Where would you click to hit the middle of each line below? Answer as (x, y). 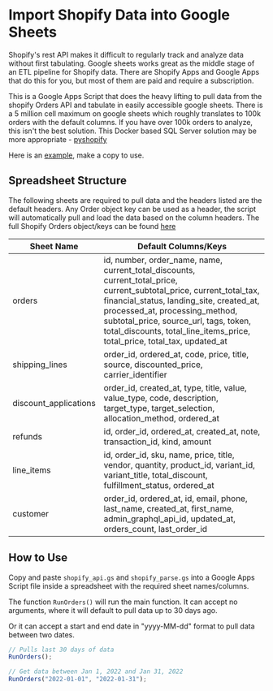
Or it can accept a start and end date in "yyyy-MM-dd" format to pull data (132, 626)
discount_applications (54, 403)
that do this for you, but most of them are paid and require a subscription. (131, 80)
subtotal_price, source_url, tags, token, (178, 321)
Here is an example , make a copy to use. (76, 155)
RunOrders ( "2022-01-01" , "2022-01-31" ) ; (78, 680)
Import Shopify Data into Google (119, 15)
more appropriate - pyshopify (58, 139)
